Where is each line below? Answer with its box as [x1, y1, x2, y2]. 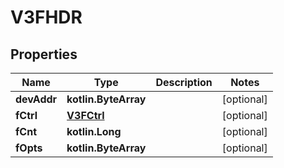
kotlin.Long [66, 125, 122, 138]
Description [155, 76, 213, 89]
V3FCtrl [66, 109, 105, 122]
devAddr [15, 92, 58, 106]
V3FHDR [10, 6, 83, 29]
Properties [10, 46, 78, 63]
